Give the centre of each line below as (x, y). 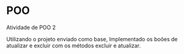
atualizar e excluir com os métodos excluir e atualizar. (74, 46)
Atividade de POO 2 (31, 27)
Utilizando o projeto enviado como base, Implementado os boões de (92, 39)
